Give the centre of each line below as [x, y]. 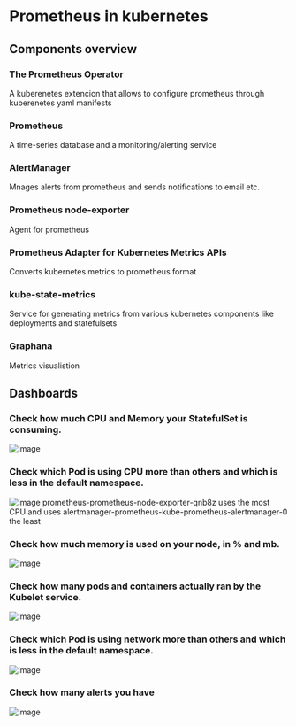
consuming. [35, 429]
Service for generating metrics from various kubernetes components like [141, 314]
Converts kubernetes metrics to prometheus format [103, 272]
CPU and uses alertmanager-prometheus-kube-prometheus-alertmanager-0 [148, 512]
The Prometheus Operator [66, 74]
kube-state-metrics [52, 294]
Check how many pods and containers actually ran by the [135, 586]
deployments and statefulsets [63, 323]
